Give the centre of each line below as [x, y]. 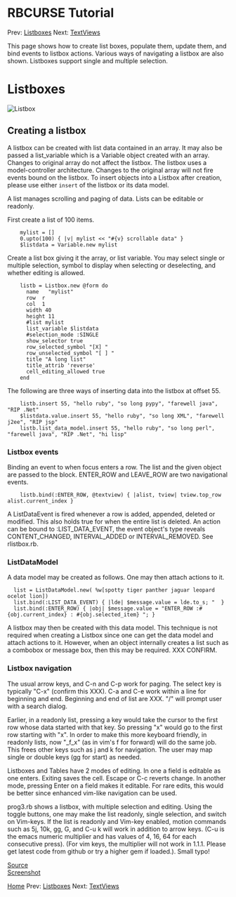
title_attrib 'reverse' [61, 365]
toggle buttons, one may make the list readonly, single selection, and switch [117, 814]
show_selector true [54, 341]
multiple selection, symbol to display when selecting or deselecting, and [112, 265]
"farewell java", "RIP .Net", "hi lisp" [67, 434]
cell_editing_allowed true [65, 371]
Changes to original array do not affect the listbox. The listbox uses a [107, 162]
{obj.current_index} [38, 615]
